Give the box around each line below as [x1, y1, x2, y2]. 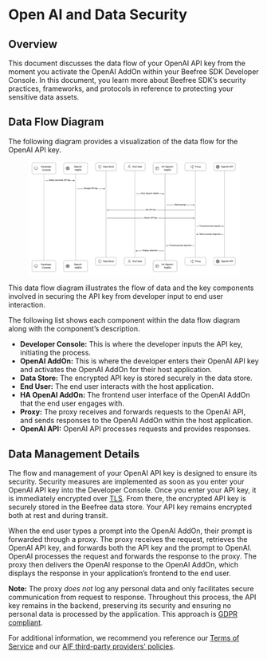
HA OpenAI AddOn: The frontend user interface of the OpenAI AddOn [19, 390, 251, 400]
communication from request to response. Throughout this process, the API [8, 592, 257, 602]
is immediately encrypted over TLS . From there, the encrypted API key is [8, 494, 247, 504]
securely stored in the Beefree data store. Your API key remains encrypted [8, 502, 253, 512]
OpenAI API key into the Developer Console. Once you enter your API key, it [8, 485, 257, 495]
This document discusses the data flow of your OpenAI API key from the [8, 58, 245, 68]
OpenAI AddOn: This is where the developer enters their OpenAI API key [19, 356, 259, 366]
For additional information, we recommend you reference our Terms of [8, 634, 240, 643]
